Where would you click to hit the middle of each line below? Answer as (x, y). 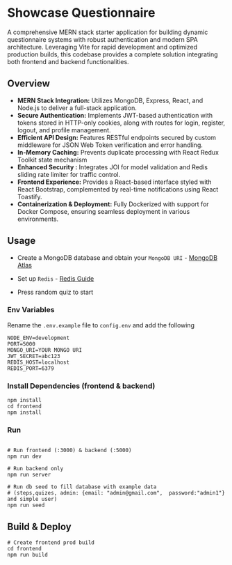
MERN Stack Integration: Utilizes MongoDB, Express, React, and (110, 100)
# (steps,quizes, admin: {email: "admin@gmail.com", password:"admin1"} (116, 493)
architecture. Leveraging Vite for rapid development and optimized (102, 47)
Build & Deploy (39, 526)
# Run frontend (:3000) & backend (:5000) (69, 451)
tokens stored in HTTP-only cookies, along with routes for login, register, (121, 123)
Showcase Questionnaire (81, 13)
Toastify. (30, 196)
